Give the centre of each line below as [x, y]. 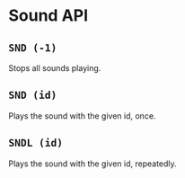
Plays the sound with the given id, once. [82, 116]
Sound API [48, 16]
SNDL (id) [36, 143]
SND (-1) [33, 48]
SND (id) [33, 95]
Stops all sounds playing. [55, 68]
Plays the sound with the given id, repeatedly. [92, 164]
